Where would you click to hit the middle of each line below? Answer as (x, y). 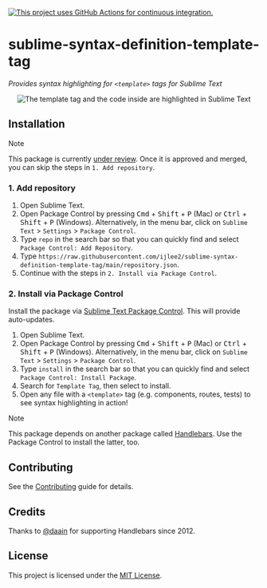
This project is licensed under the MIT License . (85, 575)
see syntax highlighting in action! (74, 403)
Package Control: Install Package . (78, 377)
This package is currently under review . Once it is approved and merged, (128, 159)
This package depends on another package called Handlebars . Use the (125, 434)
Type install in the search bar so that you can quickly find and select (134, 369)
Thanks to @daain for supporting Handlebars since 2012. (102, 531)
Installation (37, 124)
